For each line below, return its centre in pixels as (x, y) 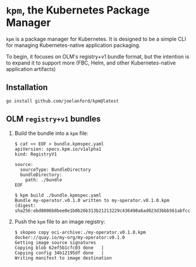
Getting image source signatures (55, 242)
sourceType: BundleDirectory (56, 170)
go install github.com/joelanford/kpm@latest (62, 101)
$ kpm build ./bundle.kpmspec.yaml (58, 195)
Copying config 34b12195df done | (59, 253)
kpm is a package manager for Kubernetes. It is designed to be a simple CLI (96, 39)
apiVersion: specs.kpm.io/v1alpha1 (58, 149)
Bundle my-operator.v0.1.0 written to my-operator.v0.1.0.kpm (92, 200)
